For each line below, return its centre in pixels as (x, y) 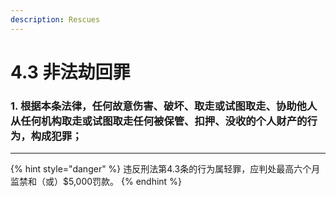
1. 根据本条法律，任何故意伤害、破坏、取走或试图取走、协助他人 (164, 106)
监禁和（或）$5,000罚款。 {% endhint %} (96, 182)
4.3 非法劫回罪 (70, 72)
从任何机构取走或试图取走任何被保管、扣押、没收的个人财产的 (159, 121)
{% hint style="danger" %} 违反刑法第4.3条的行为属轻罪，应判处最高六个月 (165, 169)
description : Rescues (55, 19)
